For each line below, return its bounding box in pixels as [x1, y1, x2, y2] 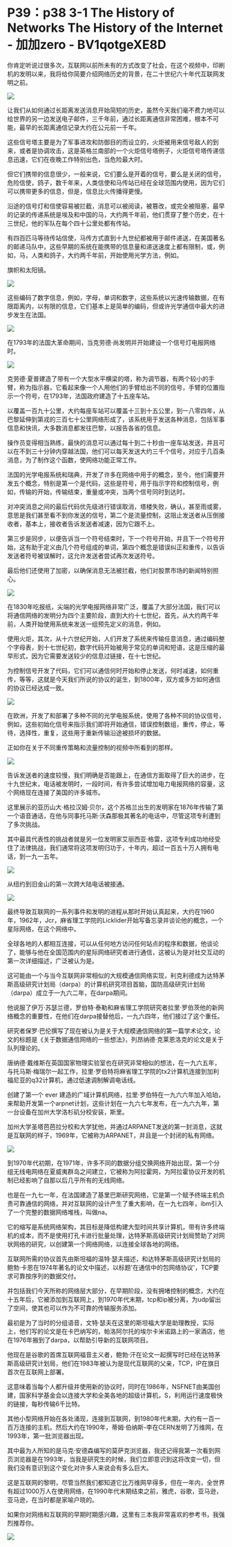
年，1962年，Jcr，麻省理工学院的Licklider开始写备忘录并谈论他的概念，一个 [7, 915, 224, 924]
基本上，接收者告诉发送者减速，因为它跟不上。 [25, 520, 159, 528]
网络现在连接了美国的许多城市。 [12, 788, 104, 797]
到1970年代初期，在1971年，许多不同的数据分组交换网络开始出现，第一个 [7, 1159, 214, 1167]
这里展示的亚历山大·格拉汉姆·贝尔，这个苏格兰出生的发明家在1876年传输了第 [7, 803, 224, 811]
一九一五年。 [25, 852, 62, 860]
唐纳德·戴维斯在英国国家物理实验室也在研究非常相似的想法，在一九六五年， [7, 1059, 221, 1067]
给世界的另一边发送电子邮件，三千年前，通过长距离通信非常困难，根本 [7, 114, 207, 123]
